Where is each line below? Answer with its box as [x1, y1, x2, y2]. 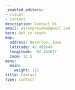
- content [5, 16, 26, 21]
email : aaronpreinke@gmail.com [5, 26, 70, 31]
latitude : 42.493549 [9, 44, 52, 49]
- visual [5, 12, 23, 17]
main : [9, 63, 21, 68]
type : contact [5, 77, 35, 82]
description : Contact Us [5, 21, 57, 26]
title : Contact [5, 72, 37, 77]
